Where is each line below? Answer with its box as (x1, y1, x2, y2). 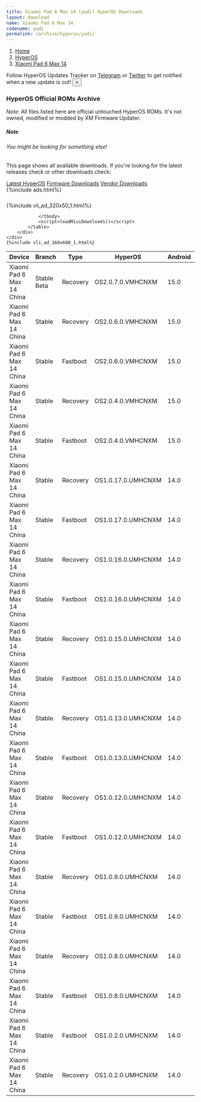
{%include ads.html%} (6, 186, 62, 193)
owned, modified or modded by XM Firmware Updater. (6, 114, 141, 122)
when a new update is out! (6, 78, 72, 86)
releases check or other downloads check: (6, 168, 112, 175)
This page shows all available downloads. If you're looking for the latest (6, 162, 182, 169)
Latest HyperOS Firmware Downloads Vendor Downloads (6, 180, 148, 187)
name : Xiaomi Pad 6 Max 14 (6, 20, 74, 26)
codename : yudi (6, 25, 44, 32)
